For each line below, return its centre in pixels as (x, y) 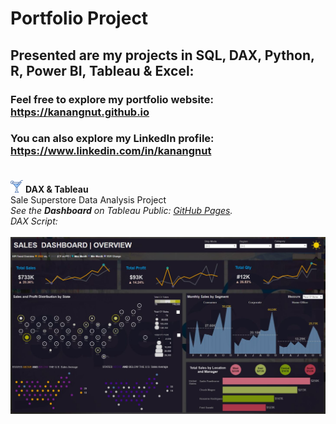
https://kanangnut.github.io (80, 112)
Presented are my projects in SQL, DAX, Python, (162, 55)
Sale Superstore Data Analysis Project (88, 199)
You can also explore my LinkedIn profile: (112, 139)
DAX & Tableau (56, 189)
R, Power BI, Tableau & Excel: (102, 70)
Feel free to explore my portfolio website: (112, 99)
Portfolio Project (79, 18)
